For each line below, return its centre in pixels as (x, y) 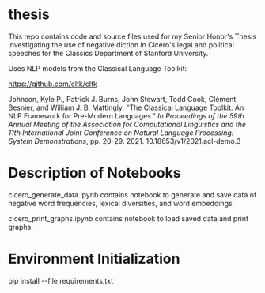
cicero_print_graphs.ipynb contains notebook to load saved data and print (129, 218)
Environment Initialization (94, 259)
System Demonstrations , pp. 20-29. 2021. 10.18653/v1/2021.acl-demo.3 (125, 141)
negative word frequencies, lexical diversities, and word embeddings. (121, 203)
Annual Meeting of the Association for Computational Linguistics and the (127, 124)
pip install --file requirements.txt (61, 280)
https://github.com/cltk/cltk (53, 84)
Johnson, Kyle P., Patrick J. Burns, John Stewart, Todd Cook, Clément (122, 99)
